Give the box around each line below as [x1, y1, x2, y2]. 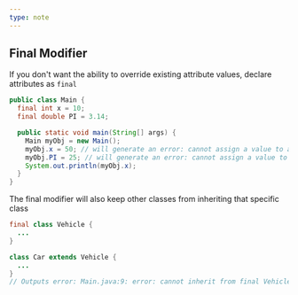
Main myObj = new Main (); [25, 136, 122, 145]
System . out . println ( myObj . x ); [25, 161, 137, 170]
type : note [9, 12, 50, 22]
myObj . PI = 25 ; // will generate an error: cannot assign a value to [25, 152, 288, 162]
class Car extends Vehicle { [9, 252, 117, 261]
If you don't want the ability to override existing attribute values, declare [9, 69, 272, 80]
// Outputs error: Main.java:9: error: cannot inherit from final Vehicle [9, 277, 292, 286]
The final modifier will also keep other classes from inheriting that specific [9, 194, 279, 205]
